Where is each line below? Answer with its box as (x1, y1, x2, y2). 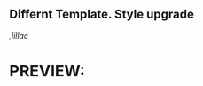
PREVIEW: (9, 61, 86, 81)
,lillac (9, 30, 29, 40)
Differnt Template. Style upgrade (9, 7, 195, 22)
